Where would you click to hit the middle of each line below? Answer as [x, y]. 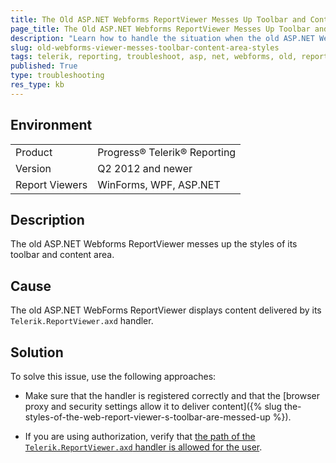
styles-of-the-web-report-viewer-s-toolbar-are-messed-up [147, 417]
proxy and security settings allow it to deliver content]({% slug [153, 406]
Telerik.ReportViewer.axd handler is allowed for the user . [143, 447]
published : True [44, 66]
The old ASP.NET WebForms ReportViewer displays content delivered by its [166, 310]
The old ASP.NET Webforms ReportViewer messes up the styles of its [154, 244]
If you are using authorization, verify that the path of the [140, 436]
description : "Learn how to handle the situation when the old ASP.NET [162, 38]
